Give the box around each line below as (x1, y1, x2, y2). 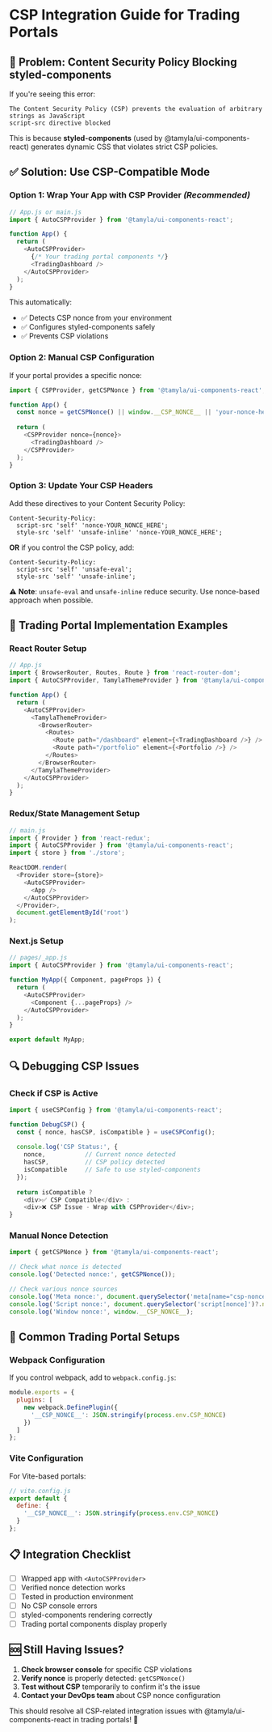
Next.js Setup (9, 935, 64, 947)
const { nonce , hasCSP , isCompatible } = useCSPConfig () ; (16, 1128, 216, 1136)
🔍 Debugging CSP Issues (9, 1059, 140, 1073)
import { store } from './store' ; (9, 849, 126, 857)
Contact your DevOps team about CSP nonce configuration (20, 1690, 221, 1700)
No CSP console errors (20, 1601, 98, 1611)
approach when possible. (9, 595, 94, 605)
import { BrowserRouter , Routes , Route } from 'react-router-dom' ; (9, 669, 241, 677)
